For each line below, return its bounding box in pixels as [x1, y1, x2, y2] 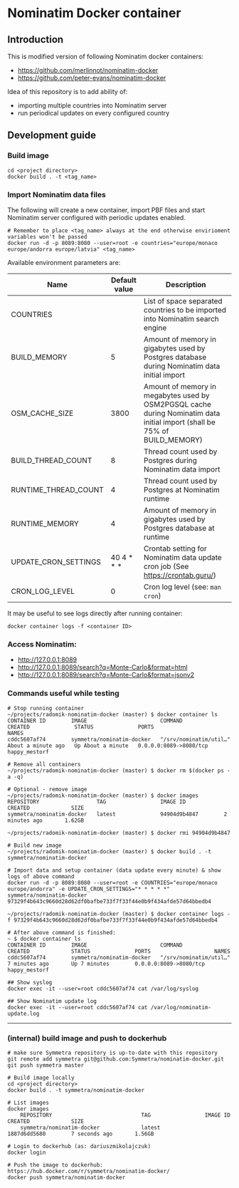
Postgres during [143, 455, 198, 465]
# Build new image [7, 842, 62, 849]
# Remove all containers [7, 761, 81, 768]
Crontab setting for [143, 543, 208, 553]
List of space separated [143, 296, 223, 306]
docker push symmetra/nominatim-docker [7, 1174, 126, 1181]
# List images [7, 1099, 50, 1106]
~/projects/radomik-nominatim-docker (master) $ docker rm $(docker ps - [7, 767, 231, 774]
